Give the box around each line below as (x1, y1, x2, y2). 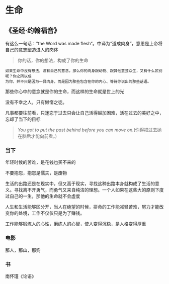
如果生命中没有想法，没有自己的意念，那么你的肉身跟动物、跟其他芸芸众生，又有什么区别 (5, 68, 162, 73)
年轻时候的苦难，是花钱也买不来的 (5, 159, 76, 165)
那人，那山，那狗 (5, 247, 41, 253)
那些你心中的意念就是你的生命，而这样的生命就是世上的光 (5, 88, 124, 94)
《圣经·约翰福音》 (5, 26, 61, 35)
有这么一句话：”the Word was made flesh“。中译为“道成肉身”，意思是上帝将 (5, 41, 162, 46)
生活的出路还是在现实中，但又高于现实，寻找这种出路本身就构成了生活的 (5, 180, 155, 186)
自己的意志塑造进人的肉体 (5, 47, 58, 53)
